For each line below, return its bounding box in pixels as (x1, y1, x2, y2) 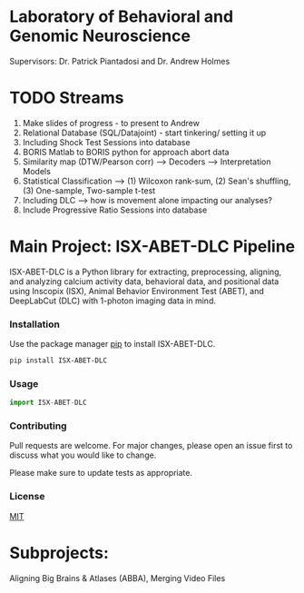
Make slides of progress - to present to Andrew (22, 117, 200, 128)
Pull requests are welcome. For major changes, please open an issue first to (9, 440, 293, 451)
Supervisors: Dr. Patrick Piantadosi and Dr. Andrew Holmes (9, 55, 230, 66)
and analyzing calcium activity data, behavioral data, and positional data (9, 275, 279, 287)
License (9, 490, 45, 503)
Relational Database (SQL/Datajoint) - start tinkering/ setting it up (22, 127, 267, 138)
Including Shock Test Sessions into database (22, 136, 191, 147)
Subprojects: (9, 542, 109, 563)
